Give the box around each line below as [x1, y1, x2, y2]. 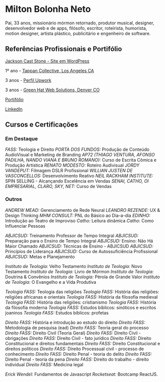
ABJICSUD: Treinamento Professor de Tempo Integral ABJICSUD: [5, 232, 139, 239]
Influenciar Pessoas [5, 223, 46, 229]
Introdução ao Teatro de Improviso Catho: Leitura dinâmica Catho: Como [5, 217, 154, 224]
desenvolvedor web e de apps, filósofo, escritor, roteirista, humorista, [5, 25, 147, 31]
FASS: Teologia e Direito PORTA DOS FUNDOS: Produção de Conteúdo [5, 146, 150, 152]
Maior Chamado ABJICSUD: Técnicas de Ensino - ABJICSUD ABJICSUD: [5, 243, 154, 249]
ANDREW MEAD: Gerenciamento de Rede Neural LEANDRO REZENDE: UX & [5, 207, 160, 213]
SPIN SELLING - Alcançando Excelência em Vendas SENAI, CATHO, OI [5, 178, 149, 184]
